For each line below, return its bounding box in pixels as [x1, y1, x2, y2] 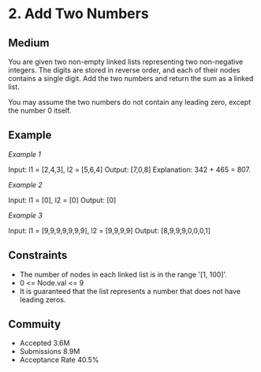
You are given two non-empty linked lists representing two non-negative [8, 57, 244, 66]
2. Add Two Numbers [8, 5, 149, 23]
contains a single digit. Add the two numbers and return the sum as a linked [8, 74, 254, 83]
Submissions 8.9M [19, 347, 80, 356]
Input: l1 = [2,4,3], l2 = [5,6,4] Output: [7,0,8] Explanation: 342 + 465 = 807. [8, 165, 251, 174]
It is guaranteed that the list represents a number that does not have [19, 286, 240, 296]
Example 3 [8, 210, 43, 220]
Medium [8, 36, 50, 50]
